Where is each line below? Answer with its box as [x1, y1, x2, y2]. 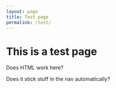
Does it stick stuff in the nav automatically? [6, 76, 111, 83]
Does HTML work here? [6, 64, 64, 71]
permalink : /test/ [6, 19, 51, 25]
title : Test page [6, 14, 49, 20]
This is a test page [6, 45, 97, 58]
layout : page [6, 8, 38, 15]
